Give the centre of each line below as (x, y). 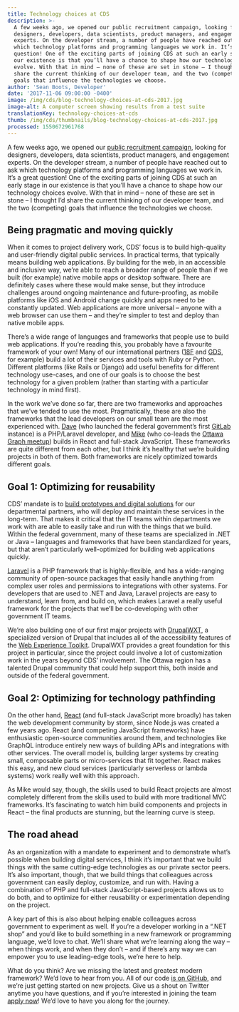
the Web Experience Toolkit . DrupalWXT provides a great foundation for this (118, 645)
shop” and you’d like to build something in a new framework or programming (119, 934)
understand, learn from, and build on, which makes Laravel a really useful (115, 601)
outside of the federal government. (58, 675)
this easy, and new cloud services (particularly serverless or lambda (107, 768)
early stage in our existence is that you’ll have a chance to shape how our (115, 185)
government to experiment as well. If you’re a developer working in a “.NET (117, 926)
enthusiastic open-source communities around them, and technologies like (117, 737)
